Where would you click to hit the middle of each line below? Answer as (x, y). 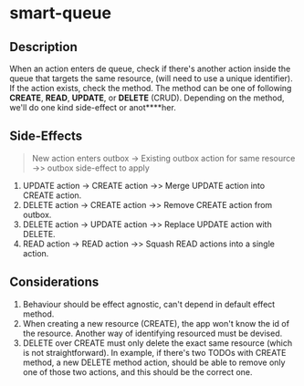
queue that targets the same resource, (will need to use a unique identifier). (152, 78)
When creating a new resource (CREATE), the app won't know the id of (156, 323)
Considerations (54, 282)
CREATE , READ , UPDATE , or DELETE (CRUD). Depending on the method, (147, 98)
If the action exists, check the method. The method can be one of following (151, 88)
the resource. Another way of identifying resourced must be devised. (152, 333)
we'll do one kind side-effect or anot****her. (93, 107)
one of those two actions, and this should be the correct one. (137, 371)
